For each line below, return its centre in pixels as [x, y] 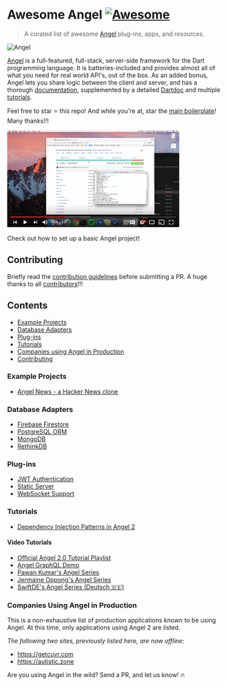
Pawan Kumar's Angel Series [58, 572]
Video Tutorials [30, 542]
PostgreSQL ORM [42, 432]
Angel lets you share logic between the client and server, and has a [102, 82]
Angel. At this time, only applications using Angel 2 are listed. [94, 627]
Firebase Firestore [43, 424]
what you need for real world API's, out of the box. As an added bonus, [108, 75]
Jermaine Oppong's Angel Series [64, 579]
